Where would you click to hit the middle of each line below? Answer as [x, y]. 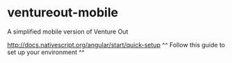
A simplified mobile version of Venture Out [68, 32]
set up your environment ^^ [46, 52]
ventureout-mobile [63, 13]
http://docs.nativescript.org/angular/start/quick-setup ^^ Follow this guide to [116, 45]
